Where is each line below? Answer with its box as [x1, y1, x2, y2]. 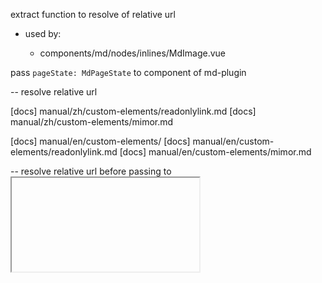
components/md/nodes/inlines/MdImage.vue [39, 47, 227, 59]
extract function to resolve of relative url [10, 9, 176, 20]
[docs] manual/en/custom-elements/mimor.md [119, 146, 312, 158]
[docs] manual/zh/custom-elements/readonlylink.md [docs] [10, 105, 257, 117]
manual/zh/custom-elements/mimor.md [10, 116, 174, 128]
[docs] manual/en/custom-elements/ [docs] [10, 135, 191, 147]
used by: [24, 28, 62, 39]
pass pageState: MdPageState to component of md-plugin [10, 67, 247, 78]
